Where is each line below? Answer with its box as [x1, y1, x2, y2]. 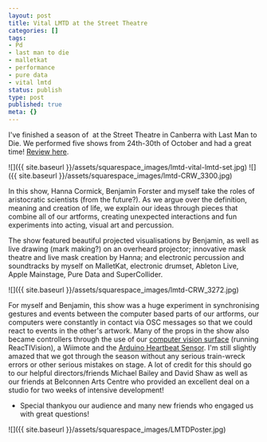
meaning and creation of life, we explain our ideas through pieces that [8, 203, 238, 212]
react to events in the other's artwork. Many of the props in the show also [8, 326, 249, 335]
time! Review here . [8, 147, 69, 156]
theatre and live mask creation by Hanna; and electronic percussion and [8, 253, 245, 262]
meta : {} [8, 109, 37, 116]
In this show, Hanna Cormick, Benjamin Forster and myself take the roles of [8, 187, 255, 195]
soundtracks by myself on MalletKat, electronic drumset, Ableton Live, [8, 261, 239, 270]
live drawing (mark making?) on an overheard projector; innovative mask [8, 244, 246, 254]
